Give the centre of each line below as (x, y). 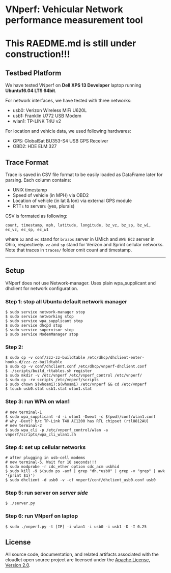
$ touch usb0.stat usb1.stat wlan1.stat (49, 389)
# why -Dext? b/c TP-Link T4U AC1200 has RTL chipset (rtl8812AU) (77, 421)
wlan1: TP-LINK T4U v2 (37, 121)
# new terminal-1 (24, 412)
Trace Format (27, 162)
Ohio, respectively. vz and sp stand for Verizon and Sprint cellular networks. (84, 245)
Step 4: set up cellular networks (46, 447)
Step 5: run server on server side (47, 493)
